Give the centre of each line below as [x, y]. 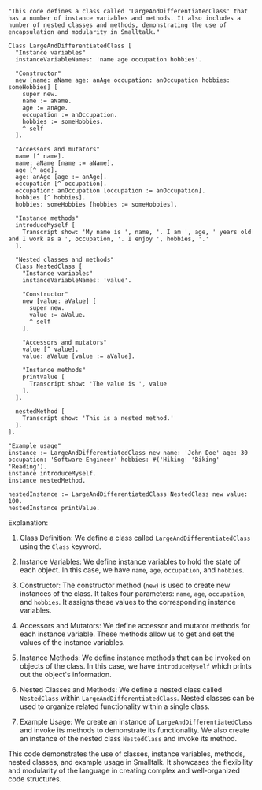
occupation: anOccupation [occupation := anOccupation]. [111, 191]
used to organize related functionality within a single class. [114, 706]
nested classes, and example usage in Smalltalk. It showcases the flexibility [131, 762]
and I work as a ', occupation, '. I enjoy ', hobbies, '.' [109, 239]
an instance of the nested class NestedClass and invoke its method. [128, 738]
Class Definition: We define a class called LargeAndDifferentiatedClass [135, 538]
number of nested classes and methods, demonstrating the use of [117, 25]
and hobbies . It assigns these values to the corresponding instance [127, 602]
